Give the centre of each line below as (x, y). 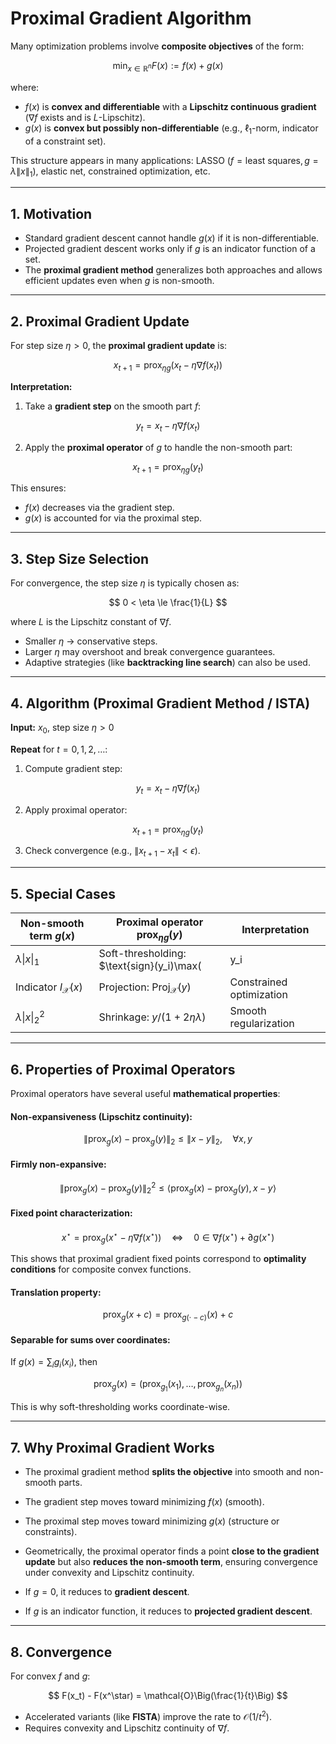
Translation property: (56, 1292)
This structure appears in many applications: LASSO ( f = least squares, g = (164, 160)
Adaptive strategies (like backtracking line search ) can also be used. (167, 663)
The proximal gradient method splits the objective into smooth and (163, 1472)
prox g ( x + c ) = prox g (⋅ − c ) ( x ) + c (168, 1315)
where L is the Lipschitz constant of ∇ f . (91, 622)
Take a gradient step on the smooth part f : (113, 406)
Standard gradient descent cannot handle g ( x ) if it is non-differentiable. (172, 238)
